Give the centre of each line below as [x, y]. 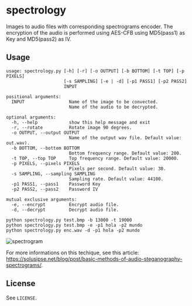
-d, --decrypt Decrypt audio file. [65, 210]
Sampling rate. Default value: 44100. [116, 179]
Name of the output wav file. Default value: [125, 138]
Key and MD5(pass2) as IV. [39, 39]
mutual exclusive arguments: [42, 199]
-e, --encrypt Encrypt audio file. [65, 204]
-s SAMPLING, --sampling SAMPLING [53, 174]
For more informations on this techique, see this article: [73, 253]
